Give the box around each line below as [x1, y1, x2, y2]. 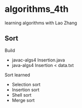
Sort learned [4, 72, 30, 78]
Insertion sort [11, 87, 40, 93]
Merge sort [11, 97, 35, 103]
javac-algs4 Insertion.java [11, 57, 65, 63]
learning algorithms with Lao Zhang [4, 20, 78, 26]
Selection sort [11, 81, 41, 87]
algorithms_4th [4, 3, 69, 15]
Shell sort [11, 92, 32, 98]
